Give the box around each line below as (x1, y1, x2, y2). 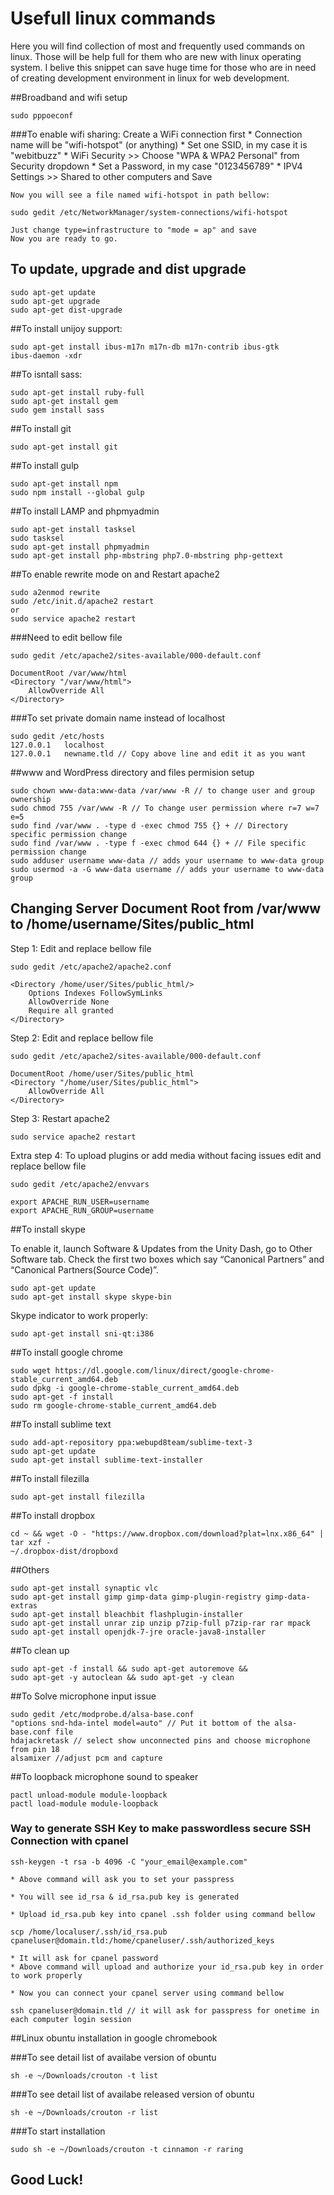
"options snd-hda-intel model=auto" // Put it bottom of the (10, 1718, 271, 1728)
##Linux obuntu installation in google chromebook (10, 2032, 218, 2044)
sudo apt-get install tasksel (10, 524, 137, 534)
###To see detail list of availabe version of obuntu (10, 2051, 217, 2063)
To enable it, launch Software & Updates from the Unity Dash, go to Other (10, 1242, 313, 1254)
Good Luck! (10, 2172, 84, 2189)
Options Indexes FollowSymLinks (28, 988, 163, 998)
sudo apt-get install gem (10, 396, 118, 406)
